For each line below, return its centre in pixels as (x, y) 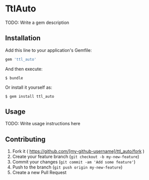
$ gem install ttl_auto (30, 96)
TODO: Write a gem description (37, 22)
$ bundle (14, 78)
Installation (23, 38)
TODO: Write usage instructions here (43, 124)
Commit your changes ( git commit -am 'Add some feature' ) (74, 162)
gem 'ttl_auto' (21, 59)
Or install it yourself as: (29, 87)
